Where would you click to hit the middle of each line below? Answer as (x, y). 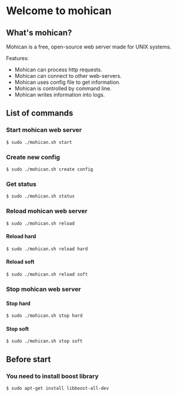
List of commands (40, 113)
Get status (21, 184)
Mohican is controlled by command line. (63, 88)
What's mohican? (39, 33)
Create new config (33, 157)
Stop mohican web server (44, 289)
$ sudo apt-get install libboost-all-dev (58, 388)
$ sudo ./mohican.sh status (41, 196)
